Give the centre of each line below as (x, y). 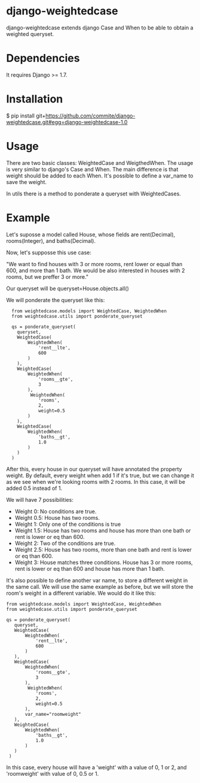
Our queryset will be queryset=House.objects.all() (68, 288)
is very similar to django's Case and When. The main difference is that (92, 169)
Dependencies (43, 58)
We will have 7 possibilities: (40, 499)
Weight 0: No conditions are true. (56, 511)
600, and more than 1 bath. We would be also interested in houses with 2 (96, 270)
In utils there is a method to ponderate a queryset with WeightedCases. (93, 194)
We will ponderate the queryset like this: (56, 300)
